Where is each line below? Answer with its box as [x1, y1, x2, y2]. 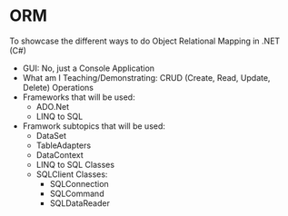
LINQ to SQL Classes [35, 159, 115, 170]
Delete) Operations [22, 82, 94, 93]
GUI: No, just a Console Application [22, 63, 155, 74]
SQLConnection [49, 178, 109, 189]
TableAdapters [35, 140, 92, 151]
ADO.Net [35, 101, 70, 112]
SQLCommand [49, 188, 104, 199]
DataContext [35, 149, 84, 160]
